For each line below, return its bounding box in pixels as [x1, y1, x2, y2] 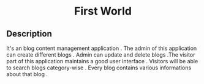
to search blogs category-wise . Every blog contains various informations [6, 64, 192, 71]
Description [6, 29, 52, 39]
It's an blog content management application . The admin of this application [6, 44, 197, 52]
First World [74, 4, 132, 18]
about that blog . [6, 71, 48, 77]
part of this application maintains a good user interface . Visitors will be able [6, 58, 198, 65]
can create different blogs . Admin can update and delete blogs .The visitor [6, 51, 195, 58]
